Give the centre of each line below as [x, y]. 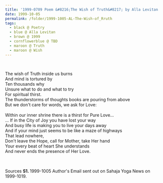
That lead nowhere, [25, 136]
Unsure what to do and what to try [40, 89]
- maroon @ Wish [26, 50]
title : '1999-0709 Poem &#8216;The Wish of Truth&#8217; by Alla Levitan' [83, 9]
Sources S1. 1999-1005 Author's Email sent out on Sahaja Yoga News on [78, 171]
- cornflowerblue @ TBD [33, 41]
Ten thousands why [25, 84]
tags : [10, 23]
